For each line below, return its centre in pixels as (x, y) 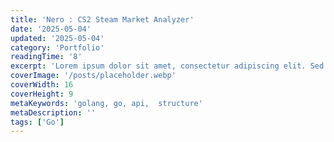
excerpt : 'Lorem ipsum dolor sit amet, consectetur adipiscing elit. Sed (167, 66)
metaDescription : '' (53, 112)
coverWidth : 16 (42, 85)
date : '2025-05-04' (51, 29)
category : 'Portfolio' (57, 47)
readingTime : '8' (46, 57)
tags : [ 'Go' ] (37, 122)
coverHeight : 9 (42, 94)
